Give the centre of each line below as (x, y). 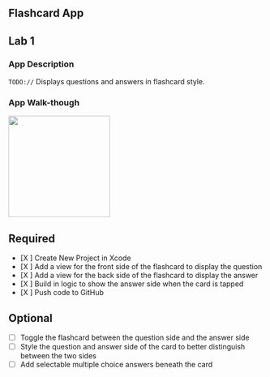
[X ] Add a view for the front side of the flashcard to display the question (141, 267)
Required (32, 238)
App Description (41, 64)
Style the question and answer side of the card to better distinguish (133, 347)
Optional (30, 318)
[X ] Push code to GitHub (62, 293)
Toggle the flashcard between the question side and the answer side (135, 337)
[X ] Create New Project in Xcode (75, 258)
